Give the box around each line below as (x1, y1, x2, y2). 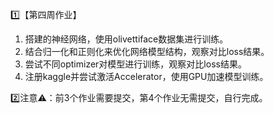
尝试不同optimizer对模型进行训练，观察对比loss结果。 (24, 58, 247, 70)
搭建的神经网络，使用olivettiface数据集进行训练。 (24, 33, 229, 45)
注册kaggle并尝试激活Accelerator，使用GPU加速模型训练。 (24, 71, 269, 82)
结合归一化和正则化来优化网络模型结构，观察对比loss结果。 (24, 46, 270, 57)
